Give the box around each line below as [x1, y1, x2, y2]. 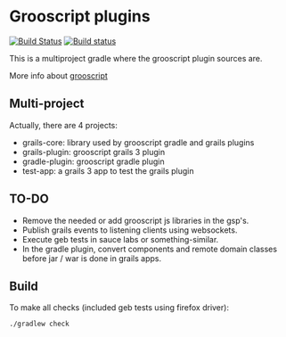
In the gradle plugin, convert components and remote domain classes [21, 243, 278, 254]
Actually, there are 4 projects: [9, 119, 118, 130]
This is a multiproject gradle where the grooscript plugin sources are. [9, 53, 263, 63]
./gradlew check [9, 319, 69, 329]
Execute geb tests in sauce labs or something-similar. [21, 234, 219, 244]
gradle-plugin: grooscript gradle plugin [21, 156, 165, 167]
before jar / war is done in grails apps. [21, 252, 162, 264]
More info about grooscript [9, 70, 109, 81]
